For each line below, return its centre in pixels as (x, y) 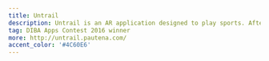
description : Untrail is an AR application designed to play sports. (127, 23)
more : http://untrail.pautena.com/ (68, 38)
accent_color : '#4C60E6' (50, 45)
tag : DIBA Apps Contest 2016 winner (69, 30)
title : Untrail (34, 15)
